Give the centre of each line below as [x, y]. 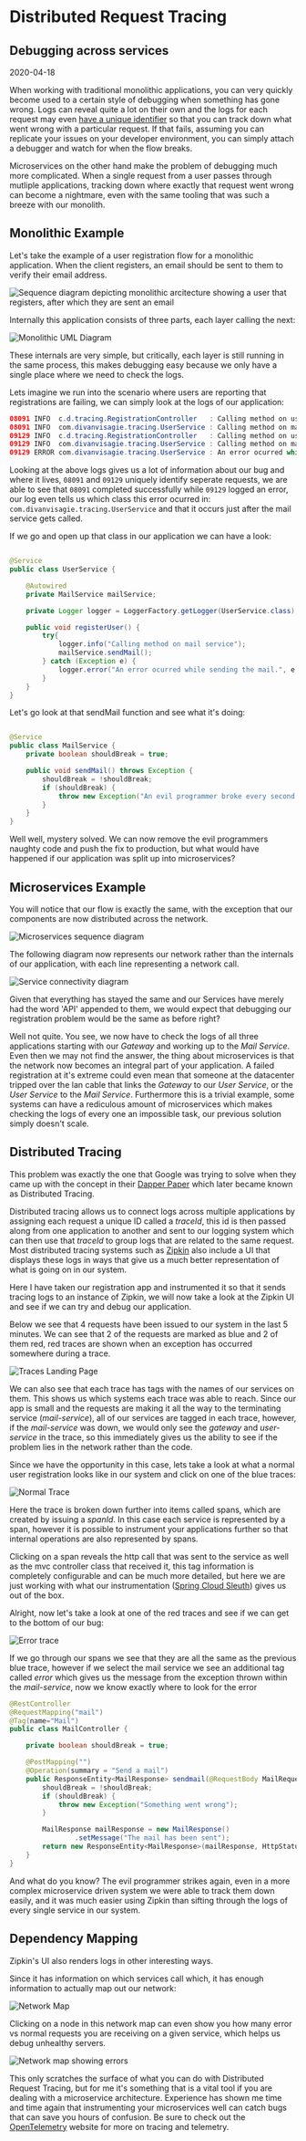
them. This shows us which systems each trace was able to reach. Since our [153, 1398]
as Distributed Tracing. [52, 1194]
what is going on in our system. [68, 1269]
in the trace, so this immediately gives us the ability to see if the [158, 1437]
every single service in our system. [75, 1910]
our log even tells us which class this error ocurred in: [110, 499]
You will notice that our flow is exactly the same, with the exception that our [151, 909]
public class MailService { [63, 746]
